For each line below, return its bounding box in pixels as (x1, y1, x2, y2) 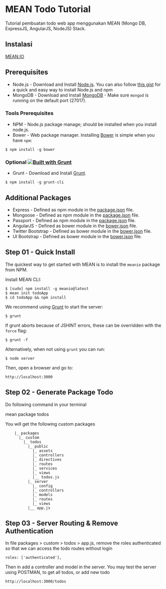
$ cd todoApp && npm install (5, 295, 66, 300)
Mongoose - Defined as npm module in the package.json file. (12, 212, 140, 218)
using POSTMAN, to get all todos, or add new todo (5, 569, 110, 575)
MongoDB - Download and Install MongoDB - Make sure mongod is (12, 92, 149, 98)
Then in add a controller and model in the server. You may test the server (5, 564, 157, 570)
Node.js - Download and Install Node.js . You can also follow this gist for (12, 81, 161, 87)
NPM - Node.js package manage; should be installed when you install (12, 121, 157, 127)
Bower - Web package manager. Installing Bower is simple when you (12, 132, 155, 138)
